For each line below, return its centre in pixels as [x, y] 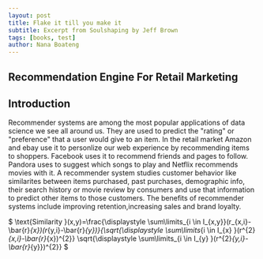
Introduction [39, 103]
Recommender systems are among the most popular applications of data [127, 122]
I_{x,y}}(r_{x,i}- [227, 222]
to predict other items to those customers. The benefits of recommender [126, 198]
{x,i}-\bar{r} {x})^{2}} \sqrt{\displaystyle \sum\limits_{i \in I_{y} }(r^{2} [120, 238]
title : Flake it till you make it [65, 23]
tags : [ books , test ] [42, 38]
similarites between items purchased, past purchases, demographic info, [126, 182]
